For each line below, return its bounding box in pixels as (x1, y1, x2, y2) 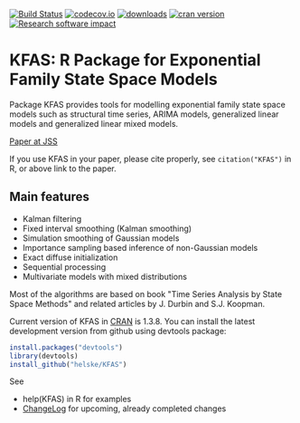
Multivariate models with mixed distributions (22, 271, 188, 282)
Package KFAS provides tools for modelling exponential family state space (9, 99, 286, 110)
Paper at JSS (9, 136, 59, 147)
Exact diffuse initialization (22, 252, 118, 263)
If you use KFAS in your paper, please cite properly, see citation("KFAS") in (9, 153, 292, 164)
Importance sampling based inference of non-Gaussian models (22, 242, 258, 253)
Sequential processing (22, 261, 107, 272)
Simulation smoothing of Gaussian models (22, 232, 180, 244)
